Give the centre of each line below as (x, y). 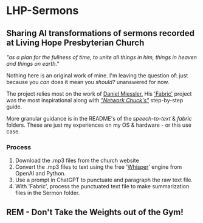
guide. (14, 107)
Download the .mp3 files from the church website (77, 161)
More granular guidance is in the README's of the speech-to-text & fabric (99, 119)
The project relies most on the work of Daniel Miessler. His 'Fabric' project (99, 94)
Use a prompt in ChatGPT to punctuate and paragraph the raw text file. (104, 180)
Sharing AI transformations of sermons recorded (100, 33)
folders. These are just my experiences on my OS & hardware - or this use (99, 125)
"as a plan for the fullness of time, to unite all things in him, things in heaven (102, 57)
